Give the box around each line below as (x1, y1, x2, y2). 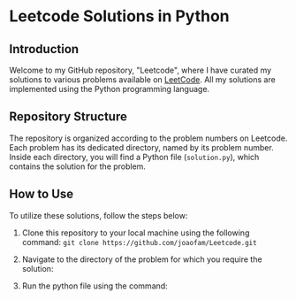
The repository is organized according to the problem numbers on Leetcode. (9, 133, 288, 143)
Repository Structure (9, 109, 128, 125)
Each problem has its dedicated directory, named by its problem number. (9, 142, 274, 152)
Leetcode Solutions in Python (9, 6, 230, 27)
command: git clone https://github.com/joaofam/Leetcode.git (21, 236, 258, 247)
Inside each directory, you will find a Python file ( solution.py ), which (9, 151, 260, 162)
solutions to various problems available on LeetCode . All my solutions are (9, 74, 276, 85)
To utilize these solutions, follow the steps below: (9, 210, 188, 220)
